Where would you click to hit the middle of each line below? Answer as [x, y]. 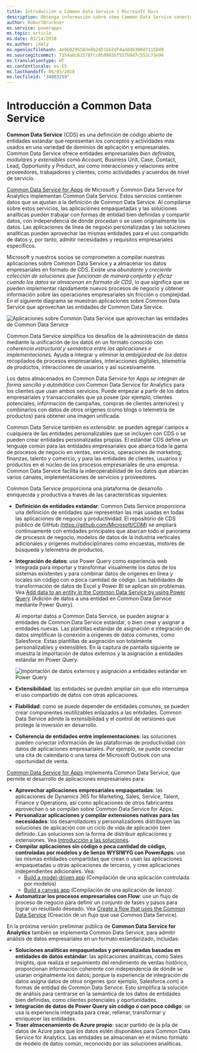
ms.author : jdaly [28, 45]
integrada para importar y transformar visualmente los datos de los [96, 567]
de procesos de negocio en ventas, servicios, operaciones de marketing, [94, 452]
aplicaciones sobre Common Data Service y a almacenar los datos [87, 263]
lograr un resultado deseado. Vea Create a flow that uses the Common [100, 909]
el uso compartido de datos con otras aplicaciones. [77, 695]
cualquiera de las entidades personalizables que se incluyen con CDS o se [96, 434]
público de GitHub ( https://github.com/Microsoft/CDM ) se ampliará [96, 525]
